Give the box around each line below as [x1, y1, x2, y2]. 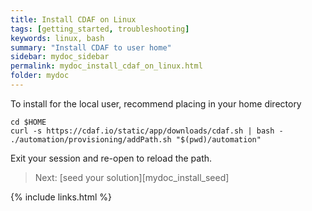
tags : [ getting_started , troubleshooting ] [10, 24, 190, 34]
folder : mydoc [10, 71, 70, 81]
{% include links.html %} [10, 191, 112, 203]
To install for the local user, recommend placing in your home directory [10, 97, 302, 110]
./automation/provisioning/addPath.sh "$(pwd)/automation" [10, 134, 262, 145]
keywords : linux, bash [10, 33, 105, 43]
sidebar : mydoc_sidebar [10, 52, 110, 62]
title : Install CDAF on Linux [10, 14, 137, 25]
